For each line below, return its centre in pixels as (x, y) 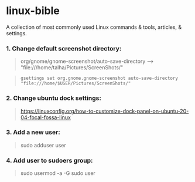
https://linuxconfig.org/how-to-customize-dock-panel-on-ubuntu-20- (105, 111)
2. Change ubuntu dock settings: (54, 98)
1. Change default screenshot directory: (64, 48)
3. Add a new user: (33, 132)
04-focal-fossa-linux (46, 117)
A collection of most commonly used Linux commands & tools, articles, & (94, 27)
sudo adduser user (43, 145)
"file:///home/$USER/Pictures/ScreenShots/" (76, 83)
